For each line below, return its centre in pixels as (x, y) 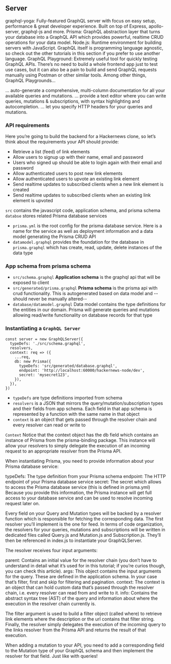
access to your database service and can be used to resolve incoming (79, 498)
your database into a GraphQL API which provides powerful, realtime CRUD (84, 37)
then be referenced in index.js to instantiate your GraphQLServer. (74, 540)
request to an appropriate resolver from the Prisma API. (63, 451)
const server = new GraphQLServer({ (44, 339)
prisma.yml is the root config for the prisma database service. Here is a (87, 226)
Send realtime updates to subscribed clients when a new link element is (88, 184)
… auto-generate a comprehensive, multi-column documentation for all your (85, 90)
